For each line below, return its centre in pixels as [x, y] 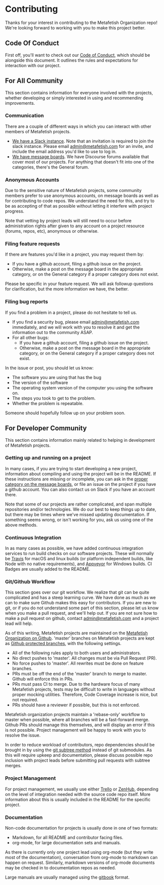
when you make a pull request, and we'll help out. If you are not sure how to [81, 613]
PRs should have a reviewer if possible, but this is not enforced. [76, 705]
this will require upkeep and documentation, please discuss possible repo [79, 755]
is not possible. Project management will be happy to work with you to [76, 730]
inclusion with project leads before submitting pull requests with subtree [78, 761]
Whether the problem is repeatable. [48, 403]
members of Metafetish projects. [38, 131]
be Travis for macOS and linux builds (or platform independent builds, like [79, 559]
